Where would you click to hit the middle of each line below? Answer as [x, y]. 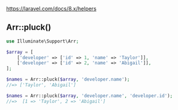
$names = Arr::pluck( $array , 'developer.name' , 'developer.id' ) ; [89, 96]
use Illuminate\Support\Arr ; [43, 41]
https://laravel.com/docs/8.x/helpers [52, 9]
